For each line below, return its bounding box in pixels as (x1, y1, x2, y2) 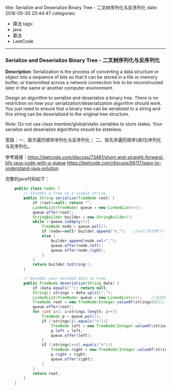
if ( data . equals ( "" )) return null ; (32, 285, 108, 290)
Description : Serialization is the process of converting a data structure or (5, 68, 159, 75)
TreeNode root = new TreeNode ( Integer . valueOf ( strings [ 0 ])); (32, 300, 165, 305)
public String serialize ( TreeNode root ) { (23, 196, 115, 201)
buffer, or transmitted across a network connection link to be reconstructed (5, 80, 163, 86)
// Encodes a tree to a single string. (23, 191, 108, 196)
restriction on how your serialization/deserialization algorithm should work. (5, 100, 162, 106)
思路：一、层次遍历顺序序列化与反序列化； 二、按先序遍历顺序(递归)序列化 (5, 137, 162, 143)
